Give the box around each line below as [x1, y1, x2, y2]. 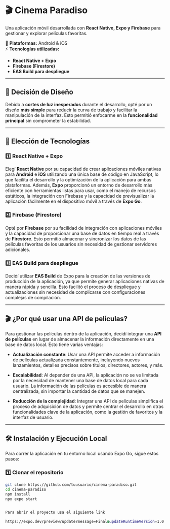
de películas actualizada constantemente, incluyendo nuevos [12, 357, 140, 363]
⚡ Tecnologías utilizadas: [5, 46, 60, 52]
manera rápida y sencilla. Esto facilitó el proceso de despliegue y [5, 284, 141, 290]
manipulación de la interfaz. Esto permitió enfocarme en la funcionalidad [5, 112, 158, 118]
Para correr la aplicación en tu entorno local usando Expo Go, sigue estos [5, 450, 159, 456]
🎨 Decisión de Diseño [5, 88, 73, 97]
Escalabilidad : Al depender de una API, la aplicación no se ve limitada [12, 372, 159, 378]
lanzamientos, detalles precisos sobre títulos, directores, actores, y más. [12, 362, 163, 368]
